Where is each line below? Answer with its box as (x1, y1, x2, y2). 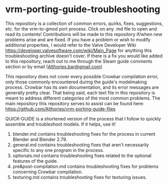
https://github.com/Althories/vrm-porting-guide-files (5, 106, 116, 112)
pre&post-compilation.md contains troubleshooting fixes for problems (12, 163, 159, 169)
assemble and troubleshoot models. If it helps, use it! (5, 121, 116, 127)
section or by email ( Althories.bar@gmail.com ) (5, 64, 103, 70)
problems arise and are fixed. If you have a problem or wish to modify (5, 37, 151, 43)
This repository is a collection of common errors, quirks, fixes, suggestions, (5, 20, 163, 26)
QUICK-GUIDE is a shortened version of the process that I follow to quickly (5, 115, 161, 121)
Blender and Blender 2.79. (12, 136, 68, 142)
